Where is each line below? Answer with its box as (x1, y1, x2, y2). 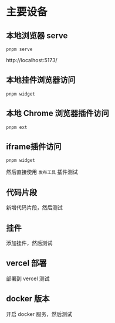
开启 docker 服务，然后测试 (6, 310, 72, 317)
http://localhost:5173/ (6, 57, 58, 63)
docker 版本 (6, 294, 50, 304)
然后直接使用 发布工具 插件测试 (6, 168, 78, 176)
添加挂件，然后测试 (6, 240, 53, 247)
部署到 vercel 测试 (6, 275, 50, 282)
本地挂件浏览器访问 (6, 75, 76, 85)
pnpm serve (6, 46, 33, 52)
